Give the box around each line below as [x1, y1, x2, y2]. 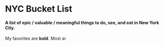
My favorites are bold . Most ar [5, 35, 66, 42]
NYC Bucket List [5, 3, 72, 15]
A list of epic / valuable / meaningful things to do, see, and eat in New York [5, 19, 159, 25]
